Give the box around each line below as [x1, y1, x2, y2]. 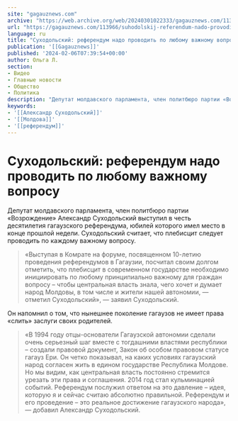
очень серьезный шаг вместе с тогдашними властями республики [24, 338, 227, 347]
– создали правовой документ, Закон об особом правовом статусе [24, 345, 229, 354]
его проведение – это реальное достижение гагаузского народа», [24, 398, 226, 407]
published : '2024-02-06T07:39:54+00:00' [7, 50, 129, 57]
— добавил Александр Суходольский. [24, 405, 140, 415]
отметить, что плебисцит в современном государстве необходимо [24, 265, 229, 274]
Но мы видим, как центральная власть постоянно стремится [24, 368, 210, 376]
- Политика [7, 89, 40, 96]
